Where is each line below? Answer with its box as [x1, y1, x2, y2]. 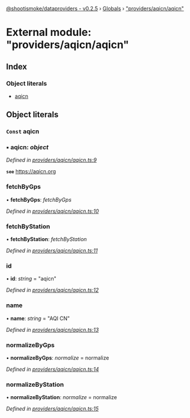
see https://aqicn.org [6, 168, 56, 175]
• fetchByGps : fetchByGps [6, 196, 72, 203]
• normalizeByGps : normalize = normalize [6, 354, 109, 361]
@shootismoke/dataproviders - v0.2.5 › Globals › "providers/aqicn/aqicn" [6, 5, 184, 12]
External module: [6, 26, 92, 39]
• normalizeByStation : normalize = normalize [6, 394, 118, 401]
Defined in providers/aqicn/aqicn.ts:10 [6, 208, 99, 215]
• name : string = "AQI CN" [6, 315, 70, 322]
